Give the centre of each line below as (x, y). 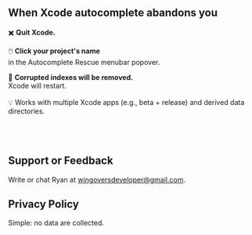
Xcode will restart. (37, 85)
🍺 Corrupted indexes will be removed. (71, 77)
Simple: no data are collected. (56, 223)
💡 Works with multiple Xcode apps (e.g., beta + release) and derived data (126, 102)
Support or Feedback (61, 161)
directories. (27, 111)
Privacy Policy (44, 204)
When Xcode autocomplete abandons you (113, 13)
